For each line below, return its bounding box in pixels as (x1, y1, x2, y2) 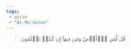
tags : (6, 8, 20, 15)
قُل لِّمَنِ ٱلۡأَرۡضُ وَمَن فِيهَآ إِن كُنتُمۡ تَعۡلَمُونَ (20, 36, 126, 43)
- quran (8, 14, 28, 20)
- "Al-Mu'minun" (8, 19, 49, 25)
